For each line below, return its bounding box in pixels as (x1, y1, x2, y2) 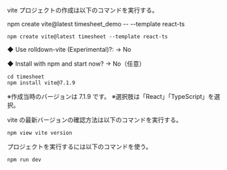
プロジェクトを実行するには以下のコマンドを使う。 (7, 142, 152, 151)
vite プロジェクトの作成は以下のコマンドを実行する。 (7, 6, 159, 14)
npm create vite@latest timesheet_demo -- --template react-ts (7, 20, 185, 28)
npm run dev (7, 156, 41, 163)
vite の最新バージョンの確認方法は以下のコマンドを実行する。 (7, 116, 183, 124)
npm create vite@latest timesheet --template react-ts (7, 33, 168, 40)
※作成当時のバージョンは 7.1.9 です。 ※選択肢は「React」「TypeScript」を (7, 93, 215, 100)
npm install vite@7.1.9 (7, 79, 76, 86)
